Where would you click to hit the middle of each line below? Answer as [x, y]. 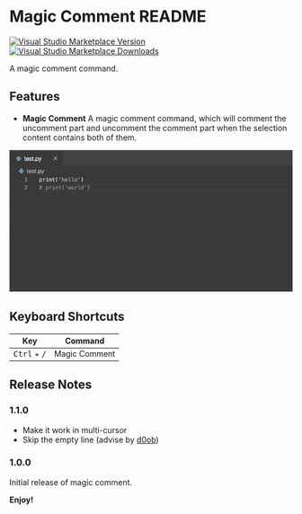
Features [35, 97]
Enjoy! [22, 500]
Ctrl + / [30, 354]
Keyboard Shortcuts [67, 317]
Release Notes [51, 385]
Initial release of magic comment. [71, 482]
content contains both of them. [80, 137]
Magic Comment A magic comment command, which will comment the [154, 118]
